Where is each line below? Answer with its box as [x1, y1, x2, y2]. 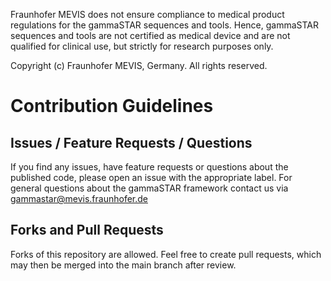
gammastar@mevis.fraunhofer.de [10, 193, 148, 204]
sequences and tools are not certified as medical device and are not [10, 30, 291, 41]
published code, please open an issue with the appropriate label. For [10, 172, 293, 183]
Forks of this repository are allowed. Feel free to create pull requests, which [10, 248, 322, 260]
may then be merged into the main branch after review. [10, 259, 237, 271]
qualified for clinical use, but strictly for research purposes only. [10, 40, 274, 52]
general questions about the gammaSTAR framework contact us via [10, 182, 289, 194]
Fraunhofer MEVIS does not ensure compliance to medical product [10, 9, 285, 20]
